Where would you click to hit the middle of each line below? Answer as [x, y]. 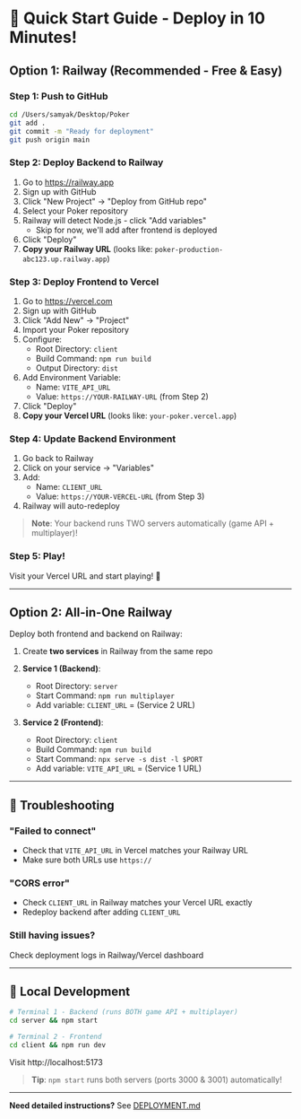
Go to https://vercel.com [67, 301]
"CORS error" [39, 883]
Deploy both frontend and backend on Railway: [96, 634]
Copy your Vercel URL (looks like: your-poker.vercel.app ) [129, 415]
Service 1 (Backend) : [61, 669]
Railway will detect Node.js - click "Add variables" [114, 220]
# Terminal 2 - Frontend [56, 1037]
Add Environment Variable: [71, 377]
